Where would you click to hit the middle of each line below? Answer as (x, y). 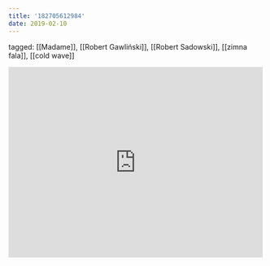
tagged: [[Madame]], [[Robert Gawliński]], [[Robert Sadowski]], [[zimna (128, 46)
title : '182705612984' (47, 16)
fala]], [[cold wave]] (41, 55)
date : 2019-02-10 (38, 24)
